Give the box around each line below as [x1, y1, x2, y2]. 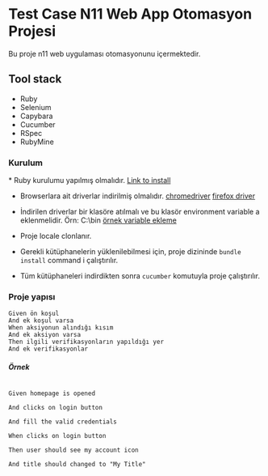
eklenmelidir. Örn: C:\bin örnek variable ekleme [19, 215, 178, 225]
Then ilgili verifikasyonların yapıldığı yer [8, 338, 164, 346]
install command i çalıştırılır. [19, 256, 119, 266]
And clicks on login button [8, 404, 103, 412]
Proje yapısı [8, 291, 56, 302]
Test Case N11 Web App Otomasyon [8, 5, 253, 23]
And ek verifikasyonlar [8, 345, 89, 353]
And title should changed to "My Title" [8, 461, 147, 469]
